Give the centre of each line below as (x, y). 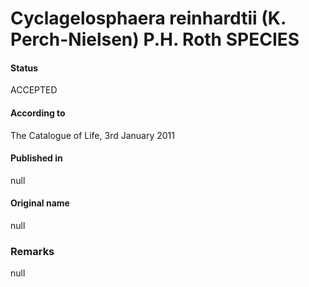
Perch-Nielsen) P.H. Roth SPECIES (155, 39)
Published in (36, 158)
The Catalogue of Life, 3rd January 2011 (92, 135)
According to (38, 113)
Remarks (32, 251)
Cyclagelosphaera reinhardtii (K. (148, 18)
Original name (40, 203)
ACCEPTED (34, 90)
